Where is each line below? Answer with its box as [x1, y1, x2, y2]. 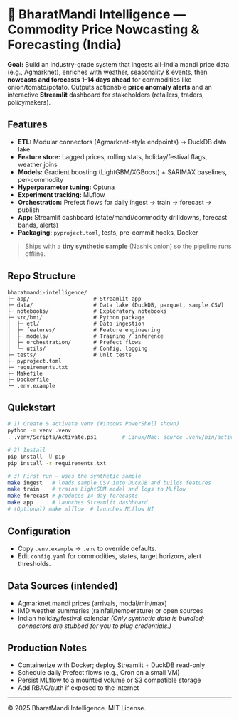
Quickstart [7, 401, 56, 413]
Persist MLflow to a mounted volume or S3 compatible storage [17, 676, 201, 685]
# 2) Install [7, 447, 46, 454]
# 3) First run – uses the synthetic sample [7, 472, 142, 479]
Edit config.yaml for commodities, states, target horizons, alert [17, 551, 201, 560]
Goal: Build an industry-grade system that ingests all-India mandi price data [7, 60, 230, 68]
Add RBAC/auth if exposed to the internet [17, 683, 139, 692]
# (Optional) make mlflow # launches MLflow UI [7, 506, 154, 513]
